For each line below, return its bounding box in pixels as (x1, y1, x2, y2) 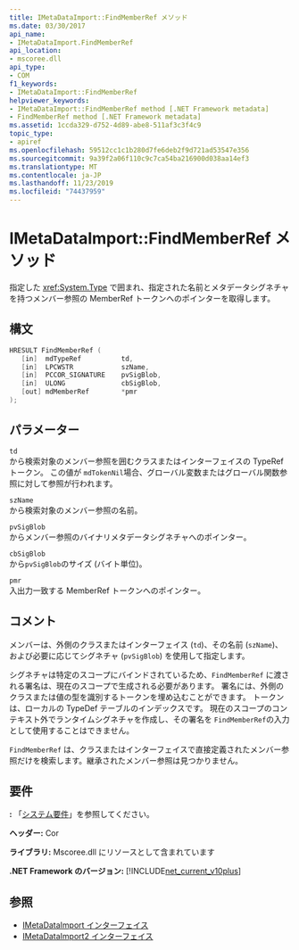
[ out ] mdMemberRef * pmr (21, 387, 138, 397)
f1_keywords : (9, 79, 58, 88)
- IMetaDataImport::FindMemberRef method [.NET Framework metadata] (9, 104, 270, 113)
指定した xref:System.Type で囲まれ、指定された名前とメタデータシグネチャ (9, 282, 290, 293)
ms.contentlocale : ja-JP (9, 170, 102, 179)
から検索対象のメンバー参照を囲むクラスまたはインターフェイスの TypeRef (9, 456, 284, 467)
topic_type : (9, 129, 54, 138)
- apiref (9, 137, 42, 146)
